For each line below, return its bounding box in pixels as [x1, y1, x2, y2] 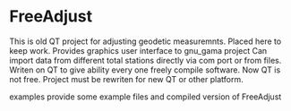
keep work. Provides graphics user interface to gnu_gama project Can [9, 45, 268, 55]
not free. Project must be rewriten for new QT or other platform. [9, 73, 244, 84]
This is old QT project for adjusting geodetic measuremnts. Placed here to [9, 36, 282, 47]
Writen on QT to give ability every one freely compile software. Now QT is [9, 64, 281, 75]
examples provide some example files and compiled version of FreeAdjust [9, 91, 282, 102]
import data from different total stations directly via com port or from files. [9, 55, 282, 65]
